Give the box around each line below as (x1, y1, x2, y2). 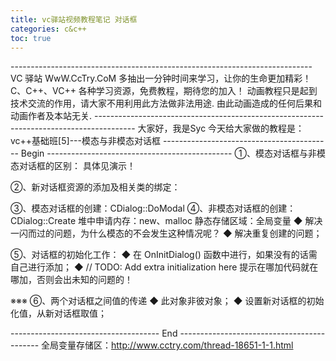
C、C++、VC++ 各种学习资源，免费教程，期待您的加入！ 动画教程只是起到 (10, 85, 318, 97)
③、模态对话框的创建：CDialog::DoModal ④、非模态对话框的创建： (10, 202, 297, 215)
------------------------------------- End (10, 327, 178, 340)
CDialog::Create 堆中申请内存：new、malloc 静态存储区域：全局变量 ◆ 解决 (10, 215, 323, 227)
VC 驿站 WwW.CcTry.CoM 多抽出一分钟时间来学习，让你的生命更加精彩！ (10, 72, 312, 85)
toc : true (10, 33, 52, 43)
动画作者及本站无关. (10, 110, 93, 122)
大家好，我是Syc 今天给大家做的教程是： (137, 122, 305, 135)
